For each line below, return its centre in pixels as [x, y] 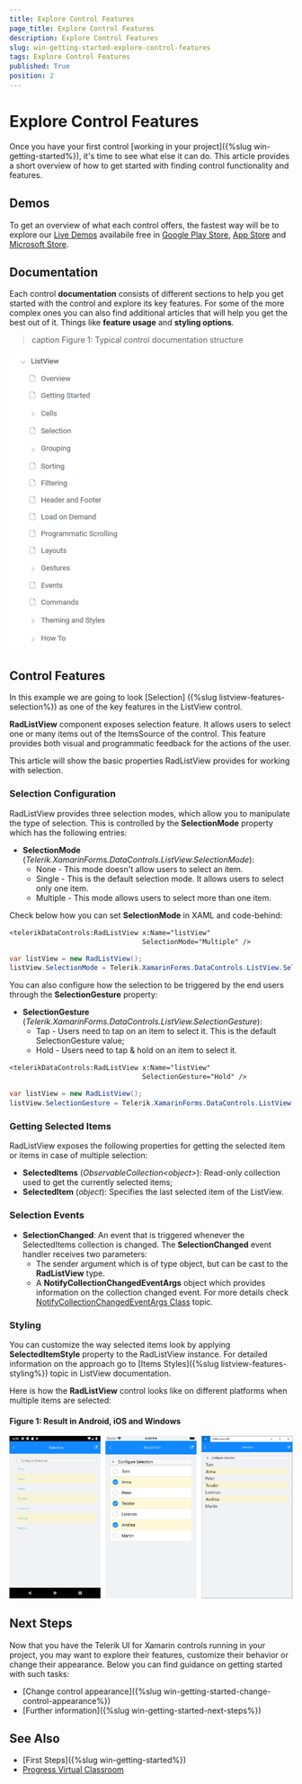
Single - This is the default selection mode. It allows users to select [160, 879]
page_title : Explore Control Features [82, 28]
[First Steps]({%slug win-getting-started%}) [104, 1760]
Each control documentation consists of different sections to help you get [147, 294]
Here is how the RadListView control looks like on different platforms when [148, 1390]
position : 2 [31, 76]
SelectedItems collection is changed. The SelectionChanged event [147, 1244]
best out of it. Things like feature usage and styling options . [122, 323]
